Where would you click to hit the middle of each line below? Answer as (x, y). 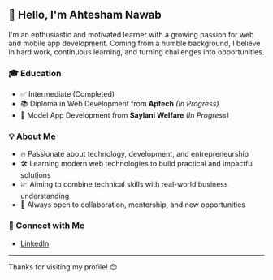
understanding (45, 196)
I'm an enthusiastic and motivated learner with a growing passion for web (131, 34)
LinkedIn (35, 243)
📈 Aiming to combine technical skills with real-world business (124, 184)
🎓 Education (35, 73)
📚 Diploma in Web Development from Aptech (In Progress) (119, 104)
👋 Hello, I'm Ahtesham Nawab (85, 15)
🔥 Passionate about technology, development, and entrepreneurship (134, 154)
